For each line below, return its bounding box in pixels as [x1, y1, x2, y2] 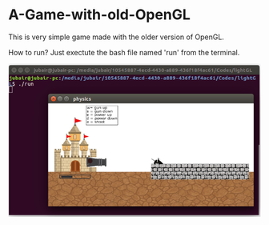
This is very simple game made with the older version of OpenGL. [8, 32, 224, 42]
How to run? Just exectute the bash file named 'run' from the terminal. [8, 47, 240, 57]
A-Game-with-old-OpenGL [8, 6, 191, 24]
